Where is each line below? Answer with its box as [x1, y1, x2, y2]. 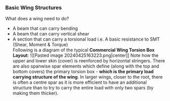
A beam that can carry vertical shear [12, 31, 90, 37]
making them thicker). [12, 90, 59, 96]
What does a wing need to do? [5, 16, 70, 22]
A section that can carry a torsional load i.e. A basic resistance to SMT [12, 36, 160, 42]
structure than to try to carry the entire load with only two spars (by [12, 85, 154, 91]
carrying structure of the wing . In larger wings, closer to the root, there [12, 74, 163, 80]
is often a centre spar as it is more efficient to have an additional [12, 79, 147, 85]
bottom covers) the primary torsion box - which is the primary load [12, 69, 154, 75]
